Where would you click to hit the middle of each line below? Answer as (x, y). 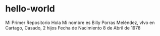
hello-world (30, 9)
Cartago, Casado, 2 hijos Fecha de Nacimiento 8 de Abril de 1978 (73, 27)
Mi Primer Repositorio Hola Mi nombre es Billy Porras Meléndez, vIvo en (80, 22)
